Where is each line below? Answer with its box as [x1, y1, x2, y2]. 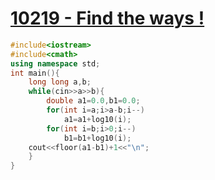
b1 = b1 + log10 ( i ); [63, 133, 132, 143]
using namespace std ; [10, 58, 101, 69]
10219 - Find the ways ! [10, 7, 205, 30]
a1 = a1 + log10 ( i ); [63, 114, 132, 124]
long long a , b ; [28, 77, 92, 87]
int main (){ [10, 68, 60, 78]
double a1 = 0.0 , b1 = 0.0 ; [46, 96, 141, 106]
